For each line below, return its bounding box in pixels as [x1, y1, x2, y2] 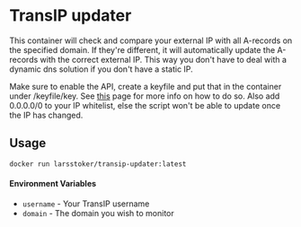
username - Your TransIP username [22, 198, 150, 209]
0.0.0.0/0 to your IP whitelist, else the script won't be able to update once [9, 100, 281, 110]
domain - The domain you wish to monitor [22, 207, 175, 218]
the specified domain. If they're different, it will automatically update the [9, 44, 276, 55]
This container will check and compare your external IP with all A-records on [9, 35, 293, 46]
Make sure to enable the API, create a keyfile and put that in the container [9, 81, 282, 92]
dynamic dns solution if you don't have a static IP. [9, 64, 193, 74]
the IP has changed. [9, 109, 84, 120]
